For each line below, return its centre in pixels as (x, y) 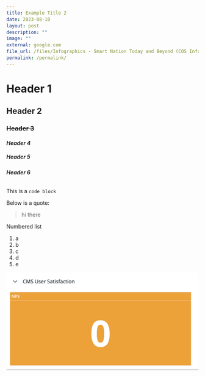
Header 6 (18, 172)
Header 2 (24, 111)
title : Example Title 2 (37, 13)
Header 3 (20, 129)
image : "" (19, 39)
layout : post (23, 26)
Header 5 (18, 157)
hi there (31, 215)
